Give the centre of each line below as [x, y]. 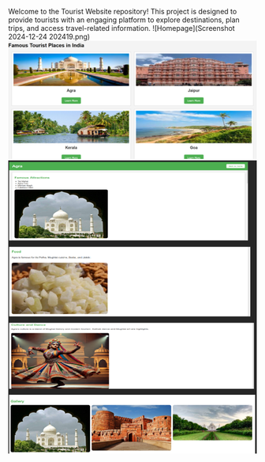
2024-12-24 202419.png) [49, 36]
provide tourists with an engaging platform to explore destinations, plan [124, 20]
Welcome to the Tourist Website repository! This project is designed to [123, 11]
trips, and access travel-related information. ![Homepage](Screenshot [121, 28]
